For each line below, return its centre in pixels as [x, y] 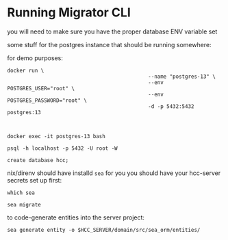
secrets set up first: [35, 180]
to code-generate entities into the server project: [76, 217]
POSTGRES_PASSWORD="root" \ [47, 101]
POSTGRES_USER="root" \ [41, 88]
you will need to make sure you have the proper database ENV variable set [112, 31]
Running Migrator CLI [69, 13]
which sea [21, 193]
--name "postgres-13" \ [182, 77]
